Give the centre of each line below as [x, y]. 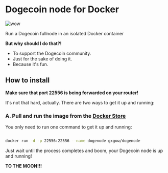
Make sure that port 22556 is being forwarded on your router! [72, 93]
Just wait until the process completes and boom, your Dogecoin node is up [84, 150]
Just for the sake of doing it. [42, 59]
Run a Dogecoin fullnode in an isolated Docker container [65, 33]
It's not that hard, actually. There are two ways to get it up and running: [80, 102]
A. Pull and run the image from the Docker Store [66, 116]
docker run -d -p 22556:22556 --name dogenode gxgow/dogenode [73, 141]
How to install [28, 80]
